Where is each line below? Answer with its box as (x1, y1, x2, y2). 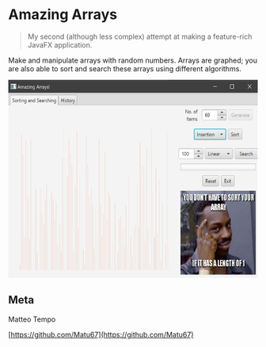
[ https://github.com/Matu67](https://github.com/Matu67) (8, 330, 194, 339)
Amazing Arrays (8, 6, 117, 24)
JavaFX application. (27, 40, 93, 49)
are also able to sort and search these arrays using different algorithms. (8, 63, 241, 73)
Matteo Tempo (8, 315, 56, 324)
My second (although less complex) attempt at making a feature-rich (27, 32, 253, 41)
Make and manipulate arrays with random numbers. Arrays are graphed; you (8, 55, 257, 65)
